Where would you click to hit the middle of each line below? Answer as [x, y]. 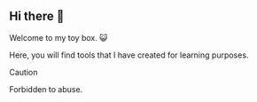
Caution [23, 72]
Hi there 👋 [37, 16]
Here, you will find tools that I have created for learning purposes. [129, 55]
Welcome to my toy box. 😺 [58, 37]
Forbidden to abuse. [46, 89]
